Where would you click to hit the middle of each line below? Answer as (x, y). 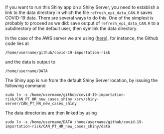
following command (25, 85)
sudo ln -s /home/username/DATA (39, 122)
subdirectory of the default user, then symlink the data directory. (72, 28)
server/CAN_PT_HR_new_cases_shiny (41, 103)
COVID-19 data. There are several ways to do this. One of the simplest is (79, 18)
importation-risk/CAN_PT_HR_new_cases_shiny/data (58, 126)
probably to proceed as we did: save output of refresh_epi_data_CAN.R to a (82, 23)
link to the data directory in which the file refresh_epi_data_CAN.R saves (79, 12)
